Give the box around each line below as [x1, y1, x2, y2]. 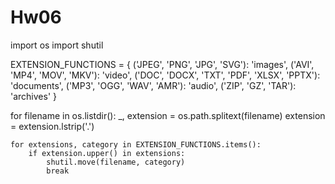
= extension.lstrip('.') [10, 120, 95, 132]
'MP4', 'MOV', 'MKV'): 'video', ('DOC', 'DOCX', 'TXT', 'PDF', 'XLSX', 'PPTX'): [10, 69, 321, 81]
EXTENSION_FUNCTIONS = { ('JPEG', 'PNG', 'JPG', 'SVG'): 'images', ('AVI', [10, 58, 315, 70]
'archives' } [10, 90, 58, 102]
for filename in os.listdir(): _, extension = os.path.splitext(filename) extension [10, 109, 326, 121]
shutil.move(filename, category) [46, 157, 186, 167]
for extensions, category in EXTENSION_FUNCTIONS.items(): [10, 139, 262, 150]
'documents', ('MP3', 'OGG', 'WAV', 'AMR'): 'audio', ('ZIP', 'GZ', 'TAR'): [10, 79, 297, 91]
